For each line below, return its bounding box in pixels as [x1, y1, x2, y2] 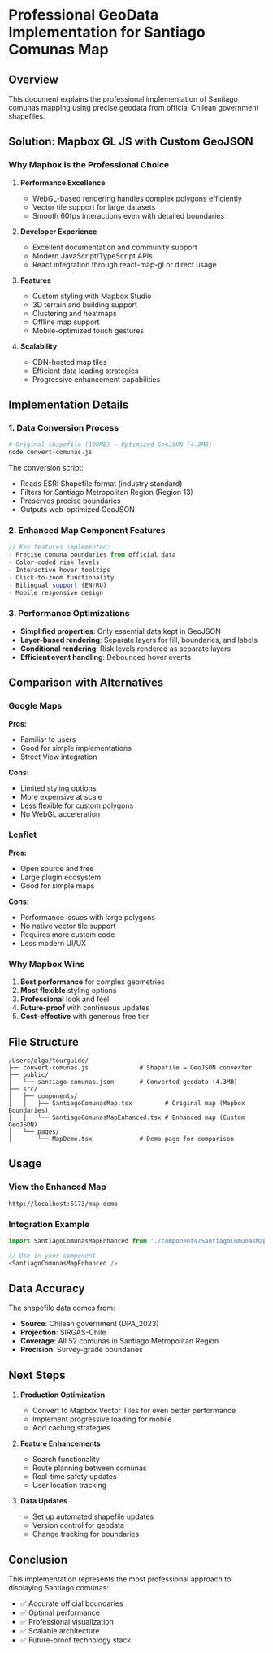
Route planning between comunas [32, 1463, 147, 1473]
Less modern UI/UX [19, 938, 87, 948]
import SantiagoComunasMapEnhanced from [8, 1237, 148, 1245]
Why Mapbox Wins [8, 958, 85, 970]
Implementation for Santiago [8, 23, 206, 41]
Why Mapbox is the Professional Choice [8, 159, 170, 171]
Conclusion [8, 1552, 68, 1566]
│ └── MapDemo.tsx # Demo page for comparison [8, 1135, 234, 1143]
